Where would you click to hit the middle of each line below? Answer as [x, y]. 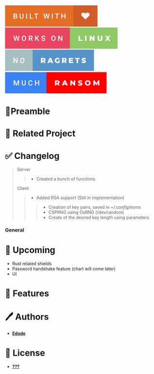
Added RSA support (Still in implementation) [80, 198]
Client [23, 188]
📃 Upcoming [30, 250]
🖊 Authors [27, 317]
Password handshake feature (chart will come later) [64, 269]
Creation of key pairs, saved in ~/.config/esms [95, 207]
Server [24, 170]
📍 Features [27, 294]
